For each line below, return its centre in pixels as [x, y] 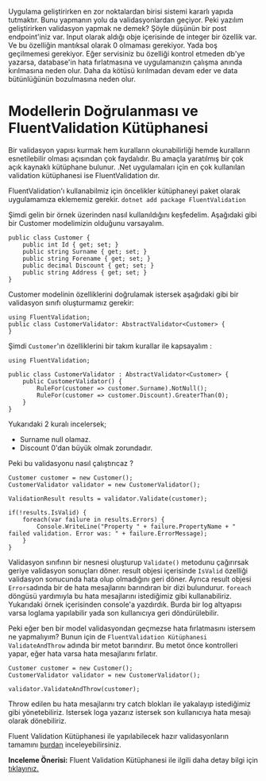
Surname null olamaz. [55, 439]
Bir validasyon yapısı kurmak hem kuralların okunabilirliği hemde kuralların [129, 150]
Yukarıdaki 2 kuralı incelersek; [58, 424]
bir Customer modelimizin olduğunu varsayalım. [86, 223]
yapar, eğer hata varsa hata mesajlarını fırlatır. [83, 653]
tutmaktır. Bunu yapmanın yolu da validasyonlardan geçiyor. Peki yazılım [126, 20]
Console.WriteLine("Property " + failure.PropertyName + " [137, 526]
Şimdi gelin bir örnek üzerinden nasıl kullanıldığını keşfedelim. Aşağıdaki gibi [133, 215]
